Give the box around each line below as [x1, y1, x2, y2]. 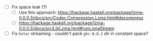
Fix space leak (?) [11, 4, 47, 10]
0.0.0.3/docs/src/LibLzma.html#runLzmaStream [18, 26, 115, 31]
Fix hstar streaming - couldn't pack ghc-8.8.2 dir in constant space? [11, 31, 149, 37]
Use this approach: [18, 10, 57, 15]
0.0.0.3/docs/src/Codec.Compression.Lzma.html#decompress [18, 15, 144, 21]
